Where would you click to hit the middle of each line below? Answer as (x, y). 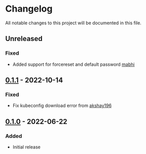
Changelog (29, 9)
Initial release (26, 147)
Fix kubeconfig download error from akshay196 (62, 106)
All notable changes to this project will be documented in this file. (74, 23)
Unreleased (24, 39)
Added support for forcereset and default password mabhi (74, 64)
